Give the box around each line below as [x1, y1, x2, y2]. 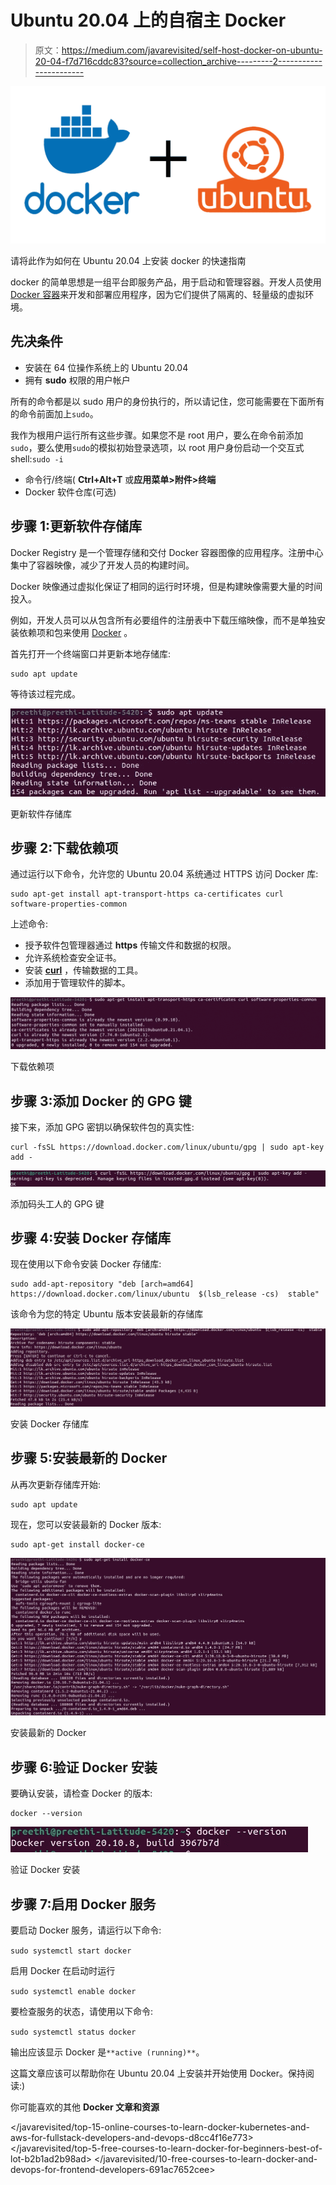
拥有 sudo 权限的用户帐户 [24, 374, 131, 386]
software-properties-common [10, 899, 128, 910]
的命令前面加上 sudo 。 [10, 407, 99, 420]
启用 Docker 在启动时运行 [10, 1965, 116, 1977]
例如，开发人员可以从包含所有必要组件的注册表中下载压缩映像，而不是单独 [10, 614, 317, 626]
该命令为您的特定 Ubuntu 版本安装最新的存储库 [10, 1308, 204, 1320]
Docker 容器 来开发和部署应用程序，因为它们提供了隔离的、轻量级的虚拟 [10, 288, 306, 300]
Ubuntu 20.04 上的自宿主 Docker [10, 9, 287, 32]
